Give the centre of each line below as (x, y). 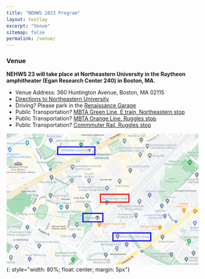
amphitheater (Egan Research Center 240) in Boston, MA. (81, 81)
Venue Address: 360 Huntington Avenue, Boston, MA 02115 (90, 92)
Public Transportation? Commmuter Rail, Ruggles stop (83, 125)
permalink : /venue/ (31, 39)
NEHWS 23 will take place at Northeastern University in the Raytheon (96, 74)
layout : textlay (27, 19)
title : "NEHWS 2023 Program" (43, 13)
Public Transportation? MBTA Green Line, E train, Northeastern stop (100, 112)
